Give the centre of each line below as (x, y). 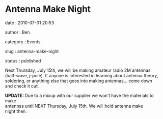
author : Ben (18, 32)
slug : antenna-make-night (32, 51)
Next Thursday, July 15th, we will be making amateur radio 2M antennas (78, 70)
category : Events (23, 42)
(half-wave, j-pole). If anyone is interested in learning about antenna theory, (81, 75)
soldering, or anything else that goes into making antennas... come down (79, 81)
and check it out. (22, 86)
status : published (23, 60)
